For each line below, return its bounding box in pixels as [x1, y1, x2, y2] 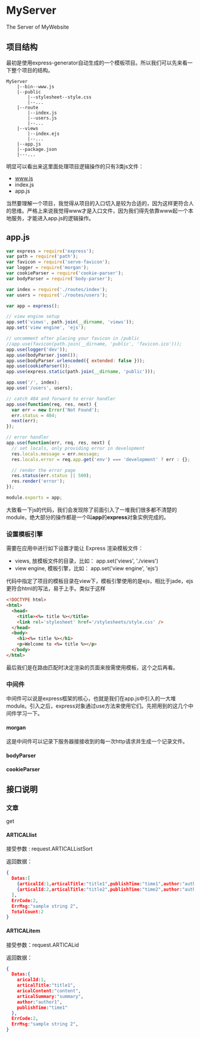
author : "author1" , [17, 999, 62, 1005]
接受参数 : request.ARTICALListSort [6, 845, 93, 852]
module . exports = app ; [6, 495, 62, 501]
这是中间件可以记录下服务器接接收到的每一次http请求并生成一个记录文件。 [6, 738, 189, 745]
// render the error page [11, 467, 76, 473]
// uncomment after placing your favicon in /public [6, 335, 140, 342]
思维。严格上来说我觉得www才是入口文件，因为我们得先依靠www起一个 [11, 207, 189, 214]
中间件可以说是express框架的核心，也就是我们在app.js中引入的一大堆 [6, 695, 176, 702]
